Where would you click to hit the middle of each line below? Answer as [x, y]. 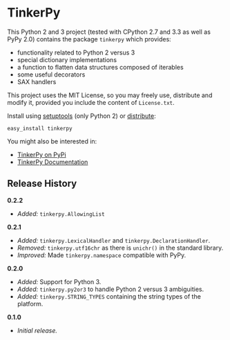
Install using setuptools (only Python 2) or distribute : [82, 116]
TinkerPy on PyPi [42, 154]
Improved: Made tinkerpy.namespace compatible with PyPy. [102, 255]
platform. [30, 303]
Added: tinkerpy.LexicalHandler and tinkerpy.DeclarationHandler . [114, 240]
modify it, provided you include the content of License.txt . [91, 102]
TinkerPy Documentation [52, 162]
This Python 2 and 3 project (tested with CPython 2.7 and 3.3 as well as [109, 32]
